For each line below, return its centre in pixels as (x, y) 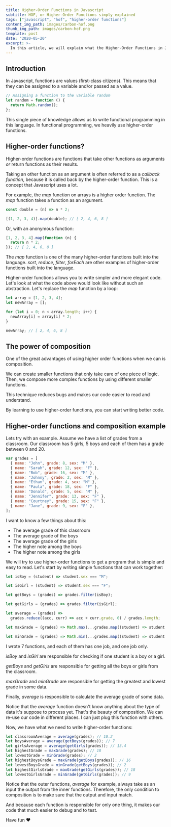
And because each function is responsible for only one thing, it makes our (83, 805)
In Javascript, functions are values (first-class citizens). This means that (81, 81)
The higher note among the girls (47, 552)
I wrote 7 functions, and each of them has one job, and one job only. (77, 646)
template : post (22, 34)
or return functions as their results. (42, 164)
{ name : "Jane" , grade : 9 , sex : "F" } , (53, 506)
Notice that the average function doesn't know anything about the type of (83, 706)
